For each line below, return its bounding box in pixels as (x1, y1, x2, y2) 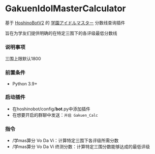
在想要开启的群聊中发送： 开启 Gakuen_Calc (12, 112, 98, 118)
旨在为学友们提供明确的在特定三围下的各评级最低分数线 (5, 30, 117, 36)
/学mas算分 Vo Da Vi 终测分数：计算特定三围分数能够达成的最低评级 (12, 144, 150, 150)
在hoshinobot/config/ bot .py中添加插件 (12, 106, 91, 112)
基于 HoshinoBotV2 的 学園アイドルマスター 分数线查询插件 (5, 20, 125, 26)
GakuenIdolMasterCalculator (5, 3, 126, 14)
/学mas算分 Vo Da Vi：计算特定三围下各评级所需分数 (12, 138, 119, 144)
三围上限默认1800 (5, 56, 41, 62)
